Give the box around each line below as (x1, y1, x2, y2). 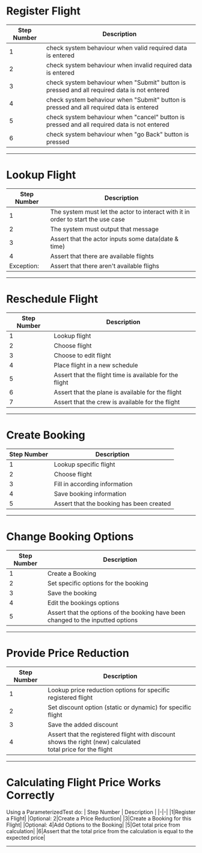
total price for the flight (47, 745, 113, 753)
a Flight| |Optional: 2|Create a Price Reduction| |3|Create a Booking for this (6, 815, 192, 822)
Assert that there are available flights (50, 251, 155, 260)
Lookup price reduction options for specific (47, 686, 170, 694)
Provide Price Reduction (6, 646, 129, 660)
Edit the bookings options (47, 599, 120, 607)
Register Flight (6, 4, 81, 18)
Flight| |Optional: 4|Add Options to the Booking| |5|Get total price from (6, 821, 180, 828)
